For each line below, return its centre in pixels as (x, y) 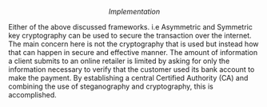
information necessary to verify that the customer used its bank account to (132, 69)
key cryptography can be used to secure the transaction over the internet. (130, 36)
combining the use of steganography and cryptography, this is (111, 86)
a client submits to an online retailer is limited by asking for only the (119, 61)
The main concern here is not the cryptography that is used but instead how (133, 44)
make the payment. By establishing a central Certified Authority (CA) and (128, 78)
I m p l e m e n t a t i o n (134, 12)
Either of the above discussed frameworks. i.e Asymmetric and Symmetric (131, 27)
